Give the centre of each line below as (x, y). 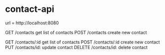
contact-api (30, 9)
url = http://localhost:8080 (32, 23)
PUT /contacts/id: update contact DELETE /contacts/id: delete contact (76, 47)
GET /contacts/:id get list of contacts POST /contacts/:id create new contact (82, 42)
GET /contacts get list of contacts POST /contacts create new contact (76, 32)
